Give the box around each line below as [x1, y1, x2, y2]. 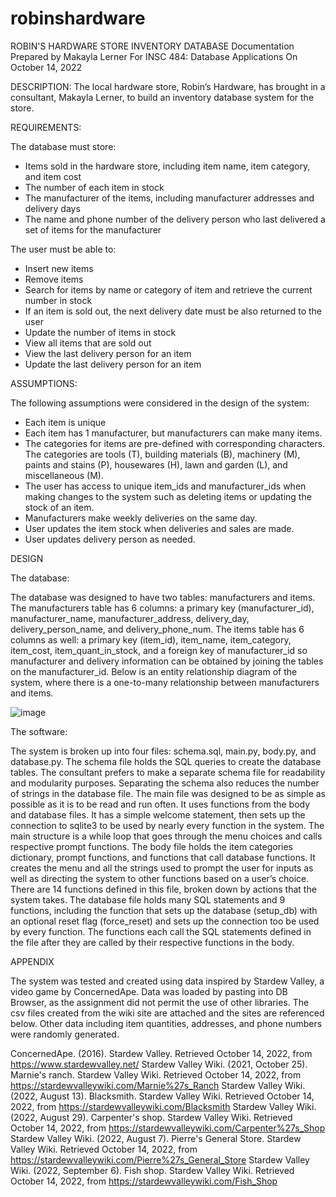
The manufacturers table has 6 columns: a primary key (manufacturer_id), [10, 602, 315, 614]
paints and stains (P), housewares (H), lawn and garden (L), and [24, 458, 288, 471]
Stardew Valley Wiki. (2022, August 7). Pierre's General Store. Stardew [10, 1132, 302, 1144]
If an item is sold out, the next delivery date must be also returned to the [24, 305, 323, 317]
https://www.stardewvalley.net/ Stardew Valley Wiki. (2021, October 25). [10, 1058, 308, 1070]
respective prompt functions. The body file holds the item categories [10, 840, 294, 852]
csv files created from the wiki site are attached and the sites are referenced [10, 1007, 325, 1019]
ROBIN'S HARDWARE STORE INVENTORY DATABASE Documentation [10, 40, 295, 52]
